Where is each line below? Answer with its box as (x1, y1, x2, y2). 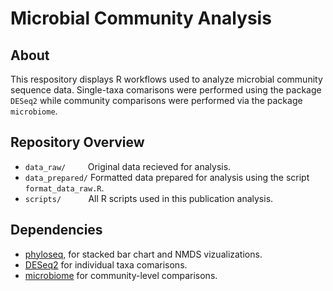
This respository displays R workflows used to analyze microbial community (10, 73, 323, 85)
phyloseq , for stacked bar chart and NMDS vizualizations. (24, 248, 263, 260)
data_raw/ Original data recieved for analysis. (24, 160, 232, 172)
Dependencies (10, 222, 103, 239)
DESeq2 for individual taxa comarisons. (24, 258, 188, 271)
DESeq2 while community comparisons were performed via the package (10, 95, 303, 106)
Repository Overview (10, 134, 145, 151)
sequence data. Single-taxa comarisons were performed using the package (10, 84, 322, 96)
